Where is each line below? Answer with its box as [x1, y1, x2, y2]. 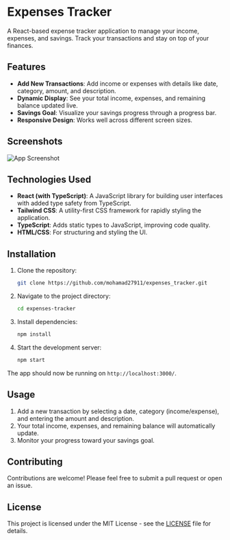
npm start [16, 356, 46, 363]
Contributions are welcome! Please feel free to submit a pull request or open [7, 474, 222, 482]
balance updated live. [16, 101, 78, 110]
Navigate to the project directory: [16, 292, 111, 300]
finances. [7, 41, 34, 49]
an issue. [7, 481, 33, 490]
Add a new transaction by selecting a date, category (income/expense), [16, 407, 220, 415]
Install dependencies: [16, 317, 78, 326]
